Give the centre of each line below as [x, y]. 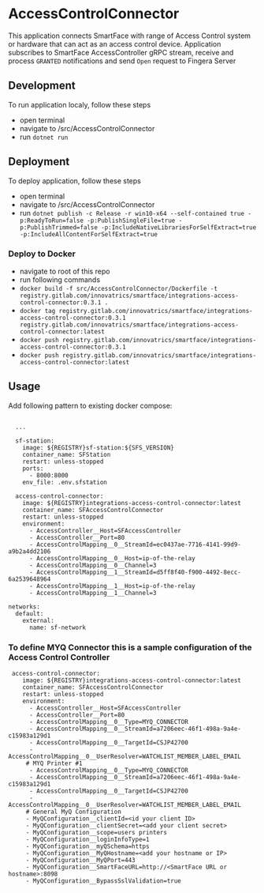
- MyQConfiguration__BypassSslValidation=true [103, 881]
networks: [24, 607]
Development [42, 86]
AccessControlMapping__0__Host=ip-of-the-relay [116, 558]
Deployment [39, 162]
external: [39, 620]
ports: [33, 468]
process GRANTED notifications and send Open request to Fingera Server [122, 61]
